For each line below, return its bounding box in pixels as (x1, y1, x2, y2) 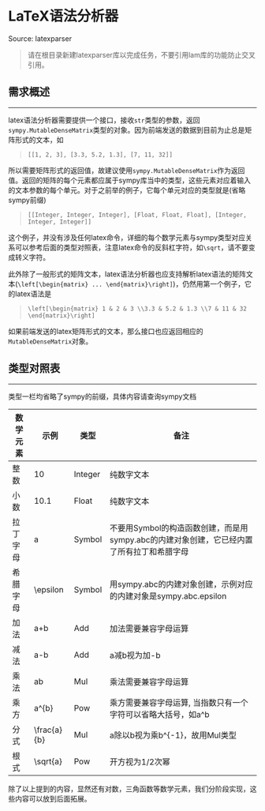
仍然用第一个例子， (182, 279, 245, 288)
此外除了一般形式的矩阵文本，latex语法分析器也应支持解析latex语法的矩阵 (8, 269, 247, 279)
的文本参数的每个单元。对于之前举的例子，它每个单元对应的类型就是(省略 (8, 185, 246, 194)
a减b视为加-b (109, 649, 161, 660)
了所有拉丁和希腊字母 (109, 546, 189, 557)
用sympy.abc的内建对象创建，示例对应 (109, 578, 253, 589)
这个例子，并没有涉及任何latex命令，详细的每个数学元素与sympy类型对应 (8, 232, 246, 242)
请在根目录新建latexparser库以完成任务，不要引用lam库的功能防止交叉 (27, 50, 256, 59)
